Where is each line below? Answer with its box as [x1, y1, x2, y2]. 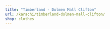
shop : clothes [5, 16, 35, 21]
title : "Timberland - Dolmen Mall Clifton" [5, 7, 97, 12]
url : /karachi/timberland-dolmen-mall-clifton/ [5, 12, 106, 17]
